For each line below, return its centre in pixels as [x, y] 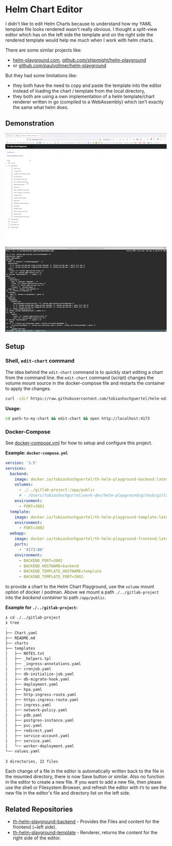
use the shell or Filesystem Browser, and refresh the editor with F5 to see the [86, 787]
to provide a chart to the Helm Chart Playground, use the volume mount [80, 587]
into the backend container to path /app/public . [56, 598]
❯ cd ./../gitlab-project [33, 618]
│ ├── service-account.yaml [38, 736]
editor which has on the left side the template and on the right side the [79, 34]
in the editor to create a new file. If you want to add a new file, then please [83, 782]
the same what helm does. [41, 107]
